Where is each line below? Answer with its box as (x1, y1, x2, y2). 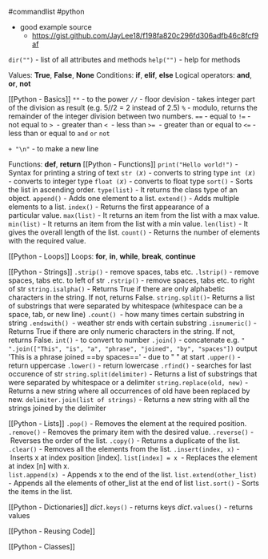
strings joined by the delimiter (8, 404, 106, 412)
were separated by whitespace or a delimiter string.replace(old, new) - (8, 378, 249, 387)
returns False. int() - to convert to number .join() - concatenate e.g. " (8, 336, 246, 344)
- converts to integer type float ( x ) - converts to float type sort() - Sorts (8, 176, 254, 186)
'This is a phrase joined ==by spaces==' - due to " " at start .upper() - (8, 352, 242, 361)
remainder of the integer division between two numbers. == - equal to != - (8, 111, 251, 121)
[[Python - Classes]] (8, 542, 76, 551)
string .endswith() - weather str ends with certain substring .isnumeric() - (8, 318, 258, 328)
